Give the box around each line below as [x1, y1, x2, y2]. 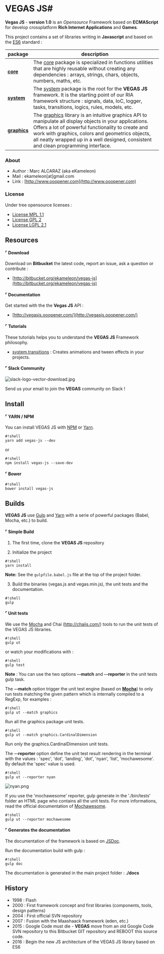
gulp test [5, 662, 25, 667]
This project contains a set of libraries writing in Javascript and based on [5, 34, 153, 40]
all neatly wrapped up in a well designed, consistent [33, 136, 152, 143]
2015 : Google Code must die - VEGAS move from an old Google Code [12, 923, 154, 929]
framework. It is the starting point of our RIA [33, 91, 134, 98]
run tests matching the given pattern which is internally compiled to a [5, 691, 144, 697]
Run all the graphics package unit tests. [5, 718, 84, 724]
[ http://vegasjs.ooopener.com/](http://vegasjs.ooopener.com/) [12, 312, 138, 318]
